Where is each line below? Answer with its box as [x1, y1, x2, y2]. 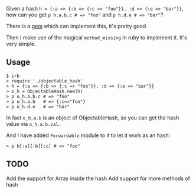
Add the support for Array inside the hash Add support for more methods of [6, 175, 191, 182]
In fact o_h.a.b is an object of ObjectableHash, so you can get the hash [6, 114, 179, 121]
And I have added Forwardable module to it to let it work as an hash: [6, 132, 171, 139]
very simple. [6, 41, 37, 47]
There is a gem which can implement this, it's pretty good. [6, 23, 148, 29]
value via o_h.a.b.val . [6, 120, 60, 127]
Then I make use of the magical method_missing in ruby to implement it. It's [6, 34, 187, 41]
